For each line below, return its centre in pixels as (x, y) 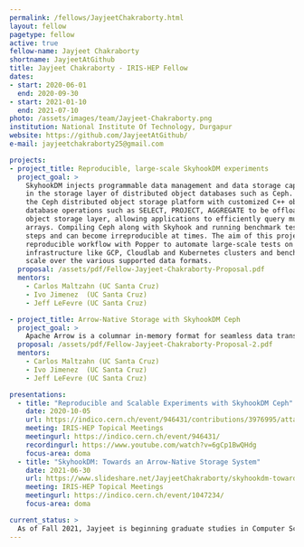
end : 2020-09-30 (48, 93)
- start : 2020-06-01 (48, 85)
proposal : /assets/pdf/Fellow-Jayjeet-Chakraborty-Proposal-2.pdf (145, 344)
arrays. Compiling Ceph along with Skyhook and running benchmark (153, 227)
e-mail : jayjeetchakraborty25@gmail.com (87, 144)
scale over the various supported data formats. (119, 261)
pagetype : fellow (42, 34)
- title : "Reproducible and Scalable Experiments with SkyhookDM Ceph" (156, 403)
